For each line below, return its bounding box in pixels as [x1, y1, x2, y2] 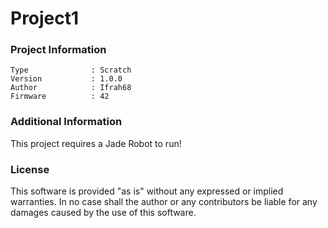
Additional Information [10, 115, 123, 129]
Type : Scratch [10, 65, 132, 76]
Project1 [10, 7, 80, 30]
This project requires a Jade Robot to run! [10, 137, 182, 149]
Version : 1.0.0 [10, 74, 123, 84]
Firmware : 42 [10, 92, 110, 102]
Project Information [10, 43, 107, 57]
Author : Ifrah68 [10, 83, 132, 93]
